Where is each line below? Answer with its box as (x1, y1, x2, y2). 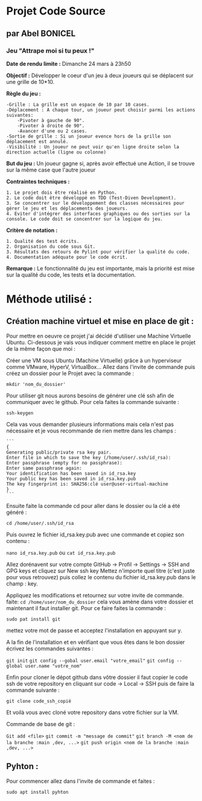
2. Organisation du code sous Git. (6, 243, 96, 249)
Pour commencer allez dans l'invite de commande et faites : (6, 777, 155, 785)
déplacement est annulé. (6, 138, 69, 144)
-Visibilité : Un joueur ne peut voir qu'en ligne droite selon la (6, 144, 180, 150)
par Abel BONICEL (6, 28, 76, 39)
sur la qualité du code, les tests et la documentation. (6, 271, 136, 278)
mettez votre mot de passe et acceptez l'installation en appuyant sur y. (6, 626, 183, 634)
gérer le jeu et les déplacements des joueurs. (6, 205, 128, 211)
